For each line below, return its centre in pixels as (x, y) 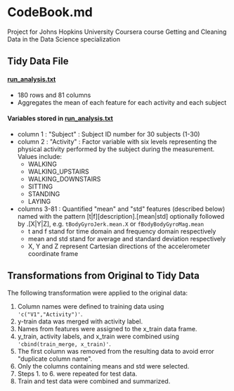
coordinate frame (53, 253)
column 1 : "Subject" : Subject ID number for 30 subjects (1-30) (109, 134)
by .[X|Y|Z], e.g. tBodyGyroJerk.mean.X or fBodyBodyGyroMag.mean (111, 224)
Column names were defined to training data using (91, 306)
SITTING (40, 186)
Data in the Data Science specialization (64, 39)
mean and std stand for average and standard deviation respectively (127, 238)
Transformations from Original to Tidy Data (104, 276)
